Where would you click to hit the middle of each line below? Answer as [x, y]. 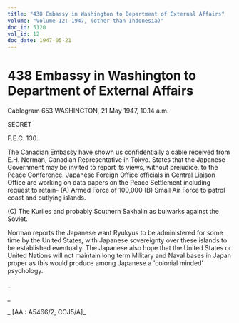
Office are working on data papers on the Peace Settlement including [109, 183]
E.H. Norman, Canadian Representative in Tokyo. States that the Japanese [117, 160]
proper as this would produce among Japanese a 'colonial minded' [106, 263]
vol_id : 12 [24, 34]
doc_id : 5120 [27, 27]
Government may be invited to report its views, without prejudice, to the [113, 168]
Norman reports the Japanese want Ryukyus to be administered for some [115, 233]
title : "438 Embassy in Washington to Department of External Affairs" [116, 14]
